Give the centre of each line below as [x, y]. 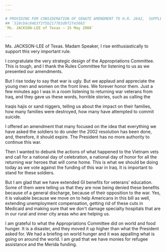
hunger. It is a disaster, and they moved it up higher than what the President [82, 229]
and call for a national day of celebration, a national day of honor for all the [81, 157]
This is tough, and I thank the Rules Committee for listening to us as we [77, 66]
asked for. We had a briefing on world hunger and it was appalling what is [80, 234]
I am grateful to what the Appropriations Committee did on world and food [80, 223]
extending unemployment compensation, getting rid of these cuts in [74, 204]
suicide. [13, 117]
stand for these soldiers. [30, 173]
